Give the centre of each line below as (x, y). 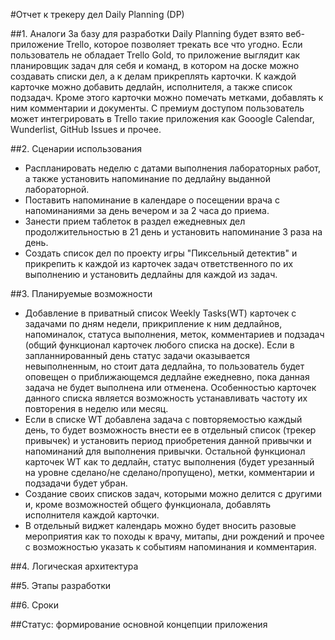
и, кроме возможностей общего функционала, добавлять (148, 504)
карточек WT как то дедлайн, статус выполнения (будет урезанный (169, 462)
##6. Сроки (34, 605)
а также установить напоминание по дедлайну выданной (148, 178)
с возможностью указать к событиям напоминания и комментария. (170, 547)
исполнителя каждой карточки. (92, 515)
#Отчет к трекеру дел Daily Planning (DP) (97, 14)
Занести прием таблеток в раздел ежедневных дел (135, 221)
